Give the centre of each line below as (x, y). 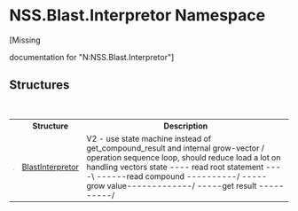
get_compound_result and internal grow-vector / (175, 148)
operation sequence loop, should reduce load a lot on (184, 157)
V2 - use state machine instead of (149, 138)
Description (186, 126)
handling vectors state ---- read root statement (175, 167)
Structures (39, 85)
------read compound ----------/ (168, 176)
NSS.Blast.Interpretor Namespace (137, 16)
